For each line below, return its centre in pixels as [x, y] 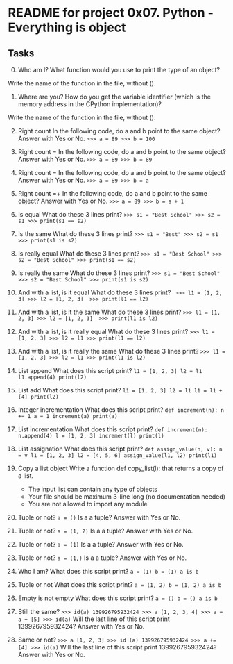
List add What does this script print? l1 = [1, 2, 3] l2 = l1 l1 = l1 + [120, 390]
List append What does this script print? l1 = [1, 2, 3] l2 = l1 [110, 371]
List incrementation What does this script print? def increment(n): [113, 429]
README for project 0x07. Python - [111, 13]
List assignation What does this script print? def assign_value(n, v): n [120, 449]
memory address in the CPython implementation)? [90, 104]
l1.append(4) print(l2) [52, 377]
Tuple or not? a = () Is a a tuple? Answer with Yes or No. [99, 517]
